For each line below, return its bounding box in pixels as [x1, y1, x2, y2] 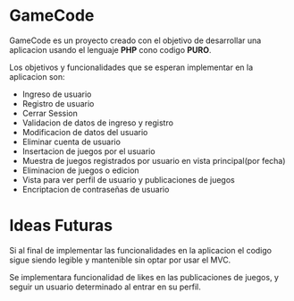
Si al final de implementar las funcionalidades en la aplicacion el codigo [9, 245, 273, 255]
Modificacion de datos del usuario [21, 126, 148, 137]
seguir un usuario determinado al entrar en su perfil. [9, 281, 201, 292]
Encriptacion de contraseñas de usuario [21, 184, 170, 194]
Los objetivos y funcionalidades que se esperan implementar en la [9, 62, 254, 73]
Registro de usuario [21, 98, 95, 108]
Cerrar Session [21, 107, 78, 118]
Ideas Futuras [9, 216, 113, 236]
